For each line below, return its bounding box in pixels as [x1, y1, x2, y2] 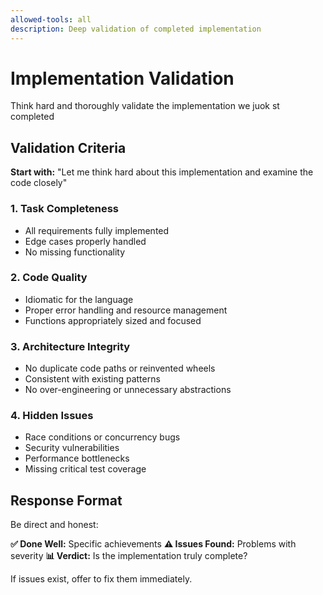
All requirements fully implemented [24, 224, 170, 236]
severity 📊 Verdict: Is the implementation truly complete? [10, 550, 248, 562]
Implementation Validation [10, 67, 235, 90]
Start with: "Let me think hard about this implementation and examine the [10, 166, 314, 178]
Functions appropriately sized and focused [24, 314, 202, 326]
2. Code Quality [10, 271, 88, 285]
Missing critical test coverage [24, 463, 147, 475]
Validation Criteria [10, 139, 127, 156]
